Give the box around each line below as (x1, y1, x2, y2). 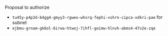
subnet (12, 20, 27, 25)
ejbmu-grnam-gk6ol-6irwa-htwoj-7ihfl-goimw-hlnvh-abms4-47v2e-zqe (12, 26, 156, 31)
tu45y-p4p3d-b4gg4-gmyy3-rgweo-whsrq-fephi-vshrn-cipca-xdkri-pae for (12, 14, 163, 20)
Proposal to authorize (5, 5, 50, 10)
